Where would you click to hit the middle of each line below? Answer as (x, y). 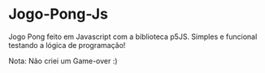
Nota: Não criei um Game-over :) (63, 61)
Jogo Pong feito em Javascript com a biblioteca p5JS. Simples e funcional (133, 36)
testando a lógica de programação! (67, 45)
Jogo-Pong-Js (58, 14)
